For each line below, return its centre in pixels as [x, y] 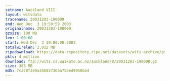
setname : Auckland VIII [30, 10]
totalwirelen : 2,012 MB [30, 47]
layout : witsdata [24, 15]
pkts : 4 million [22, 57]
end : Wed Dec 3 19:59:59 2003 [38, 24]
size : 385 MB [19, 66]
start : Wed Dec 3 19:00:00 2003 [40, 43]
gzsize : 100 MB [21, 33]
